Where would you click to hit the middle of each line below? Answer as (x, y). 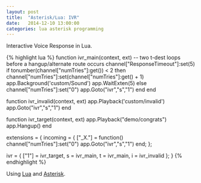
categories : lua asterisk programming (55, 29)
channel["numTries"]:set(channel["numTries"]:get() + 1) (75, 77)
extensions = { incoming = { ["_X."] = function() (65, 138)
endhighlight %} (26, 162)
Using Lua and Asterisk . (36, 174)
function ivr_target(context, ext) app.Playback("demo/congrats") (87, 120)
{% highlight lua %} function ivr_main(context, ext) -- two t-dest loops (94, 57)
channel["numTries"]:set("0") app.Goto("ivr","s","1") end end (81, 90)
